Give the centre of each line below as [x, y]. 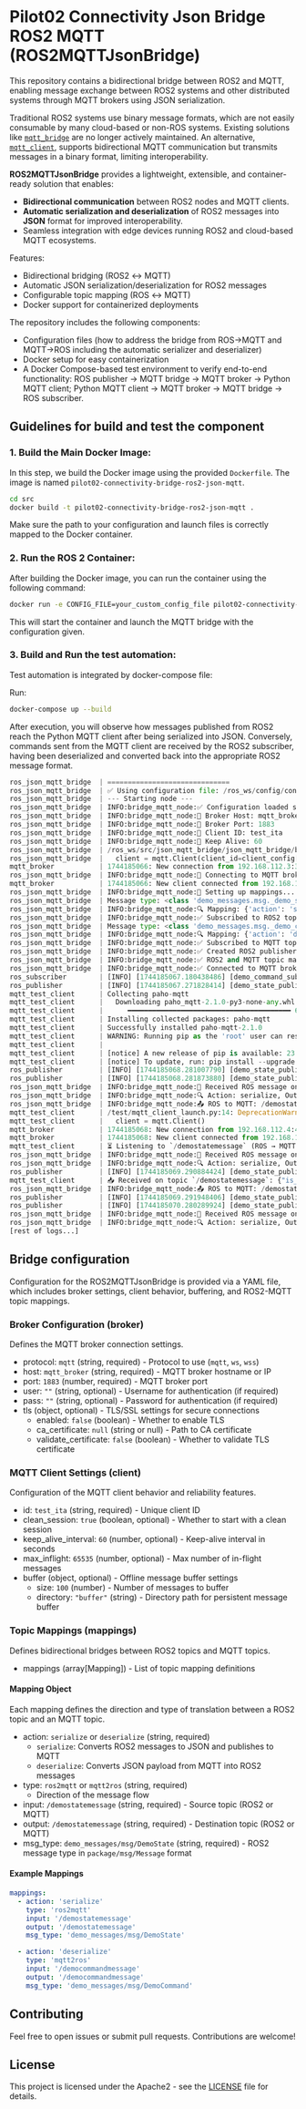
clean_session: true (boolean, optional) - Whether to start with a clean [154, 1520]
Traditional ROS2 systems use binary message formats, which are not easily [152, 118]
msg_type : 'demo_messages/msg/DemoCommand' [110, 1986]
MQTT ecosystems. [60, 240]
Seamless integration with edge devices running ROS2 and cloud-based [158, 231]
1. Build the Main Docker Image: [81, 453]
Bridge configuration [70, 1260]
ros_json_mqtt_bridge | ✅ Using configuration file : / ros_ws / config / [147, 790]
